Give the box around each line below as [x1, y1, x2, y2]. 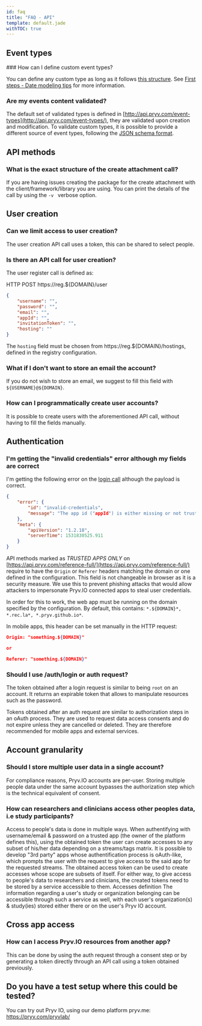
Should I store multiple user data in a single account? [6, 763, 164, 771]
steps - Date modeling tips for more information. [6, 82, 126, 89]
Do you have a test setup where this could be [6, 982, 178, 992]
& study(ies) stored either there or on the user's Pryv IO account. [6, 902, 167, 909]
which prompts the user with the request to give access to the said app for [6, 857, 191, 864]
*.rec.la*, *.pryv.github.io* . [6, 611, 84, 618]
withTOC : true [6, 25, 42, 32]
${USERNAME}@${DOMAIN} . [6, 384, 65, 391]
